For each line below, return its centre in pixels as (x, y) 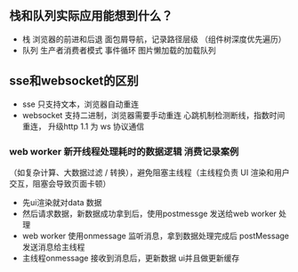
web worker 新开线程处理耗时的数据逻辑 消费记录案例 (124, 151)
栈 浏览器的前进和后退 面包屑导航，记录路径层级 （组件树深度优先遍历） (154, 39)
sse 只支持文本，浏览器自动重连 (81, 104)
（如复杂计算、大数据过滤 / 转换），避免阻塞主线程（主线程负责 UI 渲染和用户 (149, 172)
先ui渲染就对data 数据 (62, 202)
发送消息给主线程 (53, 246)
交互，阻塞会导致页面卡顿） (60, 183)
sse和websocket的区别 (74, 81)
